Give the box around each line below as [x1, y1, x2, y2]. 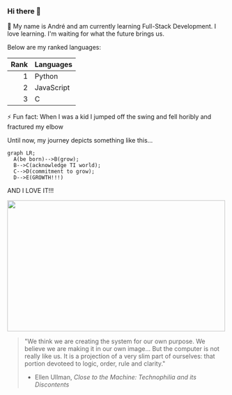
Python [34, 71, 59, 81]
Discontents [34, 380, 70, 389]
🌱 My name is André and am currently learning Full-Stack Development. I [7, 22, 217, 31]
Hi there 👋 [7, 6, 42, 16]
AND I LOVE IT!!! [7, 187, 54, 195]
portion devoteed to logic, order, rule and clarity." [24, 359, 166, 368]
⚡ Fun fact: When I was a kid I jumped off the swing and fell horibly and [7, 113, 212, 121]
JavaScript [34, 83, 70, 93]
